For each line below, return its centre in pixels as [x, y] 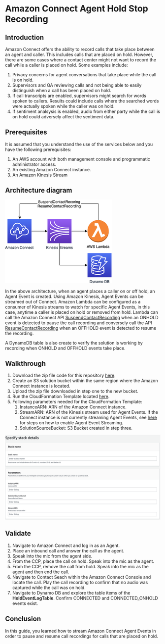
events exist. [25, 603]
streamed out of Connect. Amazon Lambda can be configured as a [73, 301]
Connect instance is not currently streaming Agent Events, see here [88, 418]
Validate [18, 533]
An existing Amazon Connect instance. [51, 169]
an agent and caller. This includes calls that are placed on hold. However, [79, 54]
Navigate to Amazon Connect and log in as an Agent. [66, 545]
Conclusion [23, 619]
